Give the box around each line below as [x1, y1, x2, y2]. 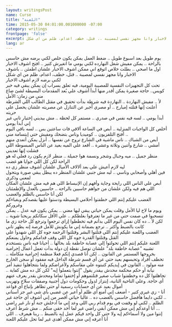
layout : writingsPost [6, 7, 52, 13]
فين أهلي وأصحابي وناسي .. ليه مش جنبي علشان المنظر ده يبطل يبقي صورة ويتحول [6, 169, 165, 175]
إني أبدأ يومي [6, 120, 31, 126]
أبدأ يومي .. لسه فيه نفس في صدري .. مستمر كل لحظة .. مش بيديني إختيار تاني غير [6, 115, 164, 121]
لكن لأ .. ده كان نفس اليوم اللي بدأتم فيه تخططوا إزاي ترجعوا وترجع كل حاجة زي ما [6, 218, 163, 224]
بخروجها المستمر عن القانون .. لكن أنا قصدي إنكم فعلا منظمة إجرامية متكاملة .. [6, 250, 156, 256]
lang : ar [6, 41, 25, 46]
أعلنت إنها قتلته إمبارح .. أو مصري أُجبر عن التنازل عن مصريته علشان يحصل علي [6, 103, 158, 110]
